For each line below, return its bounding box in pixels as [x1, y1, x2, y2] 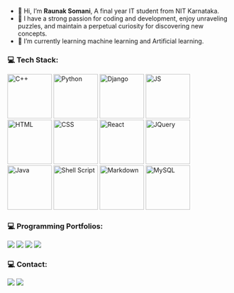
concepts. [17, 29, 48, 38]
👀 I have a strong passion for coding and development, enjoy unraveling [17, 14, 228, 23]
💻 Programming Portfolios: [7, 221, 104, 231]
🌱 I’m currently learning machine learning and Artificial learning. [17, 37, 204, 45]
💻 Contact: [7, 259, 48, 269]
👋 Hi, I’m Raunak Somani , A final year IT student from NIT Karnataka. [17, 7, 220, 15]
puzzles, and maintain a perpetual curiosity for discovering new [17, 22, 204, 30]
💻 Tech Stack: [7, 55, 59, 65]
